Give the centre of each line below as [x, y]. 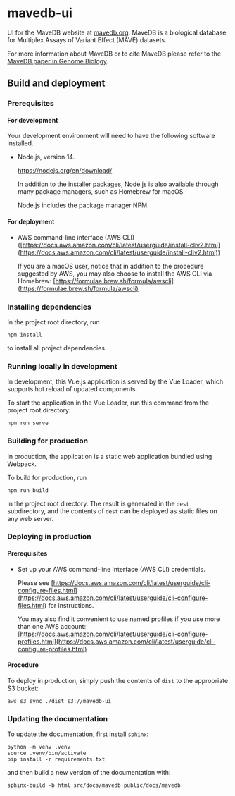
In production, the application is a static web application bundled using [110, 456]
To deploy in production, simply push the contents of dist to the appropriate [118, 680]
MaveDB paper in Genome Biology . [58, 61]
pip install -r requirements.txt [56, 759]
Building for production [48, 441]
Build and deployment [56, 84]
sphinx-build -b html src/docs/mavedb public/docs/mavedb [94, 785]
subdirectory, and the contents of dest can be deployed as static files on [113, 511]
